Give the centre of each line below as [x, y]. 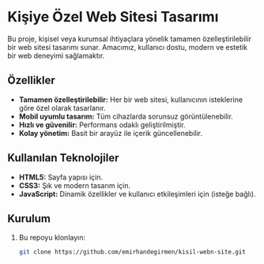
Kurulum [29, 219]
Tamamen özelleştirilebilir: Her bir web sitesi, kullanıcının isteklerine [130, 100]
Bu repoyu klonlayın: [52, 238]
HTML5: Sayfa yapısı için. [61, 177]
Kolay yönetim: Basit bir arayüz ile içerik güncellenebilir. [111, 133]
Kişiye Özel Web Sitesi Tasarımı [113, 17]
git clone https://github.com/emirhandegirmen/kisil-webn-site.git [132, 252]
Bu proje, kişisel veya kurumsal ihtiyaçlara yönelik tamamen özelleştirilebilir [130, 39]
